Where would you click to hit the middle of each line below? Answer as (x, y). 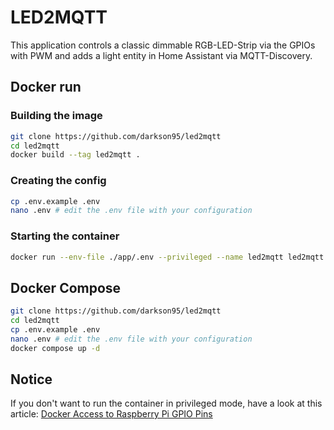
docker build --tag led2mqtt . (75, 155)
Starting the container (65, 236)
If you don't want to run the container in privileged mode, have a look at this (166, 403)
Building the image (56, 116)
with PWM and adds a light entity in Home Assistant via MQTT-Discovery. (161, 55)
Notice (31, 379)
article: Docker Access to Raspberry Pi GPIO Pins (111, 414)
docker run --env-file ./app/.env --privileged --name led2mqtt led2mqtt (167, 257)
